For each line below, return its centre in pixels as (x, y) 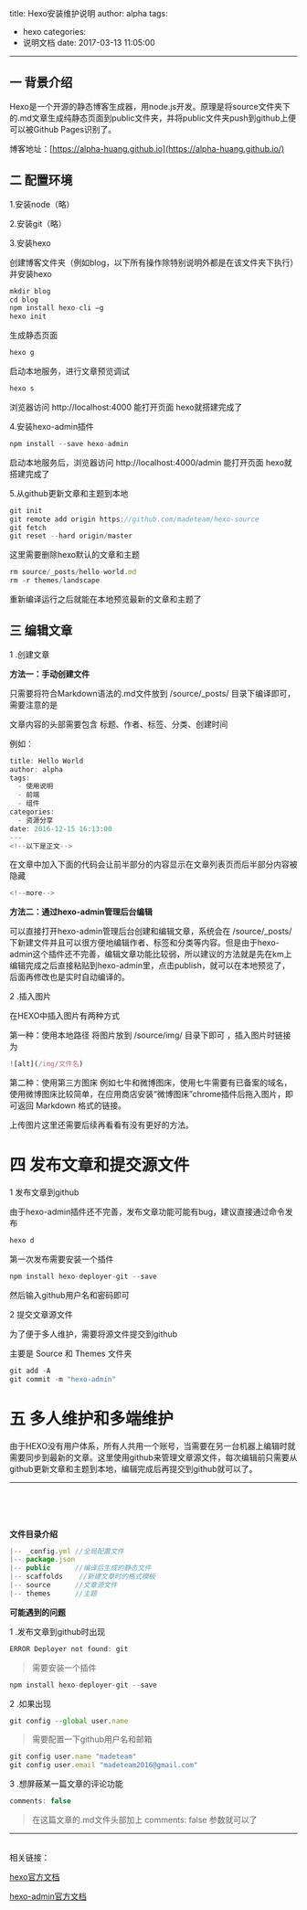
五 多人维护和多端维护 (91, 1419)
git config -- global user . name (69, 1721)
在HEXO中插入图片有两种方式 (65, 1016)
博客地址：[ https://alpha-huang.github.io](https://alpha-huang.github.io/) (147, 148)
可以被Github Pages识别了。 (63, 129)
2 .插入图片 (31, 997)
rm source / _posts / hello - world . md (73, 572)
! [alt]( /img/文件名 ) (47, 1064)
